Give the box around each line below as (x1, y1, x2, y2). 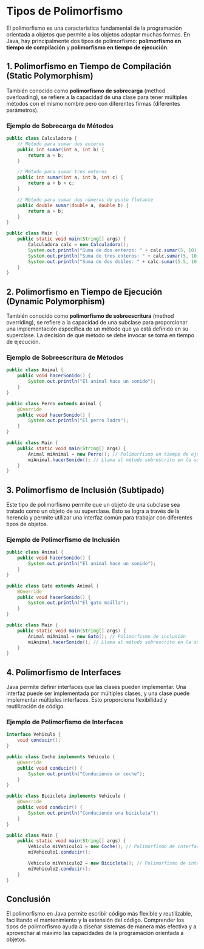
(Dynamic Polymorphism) (6, 296, 105, 306)
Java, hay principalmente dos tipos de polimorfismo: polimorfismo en (6, 37, 182, 44)
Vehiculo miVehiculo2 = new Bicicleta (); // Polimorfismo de (28, 860, 186, 866)
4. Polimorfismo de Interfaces (6, 667, 121, 677)
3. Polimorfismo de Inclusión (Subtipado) (6, 485, 165, 495)
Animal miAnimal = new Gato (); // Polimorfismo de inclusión (28, 633, 186, 639)
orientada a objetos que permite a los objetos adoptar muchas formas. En (6, 30, 190, 38)
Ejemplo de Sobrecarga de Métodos (6, 122, 114, 130)
